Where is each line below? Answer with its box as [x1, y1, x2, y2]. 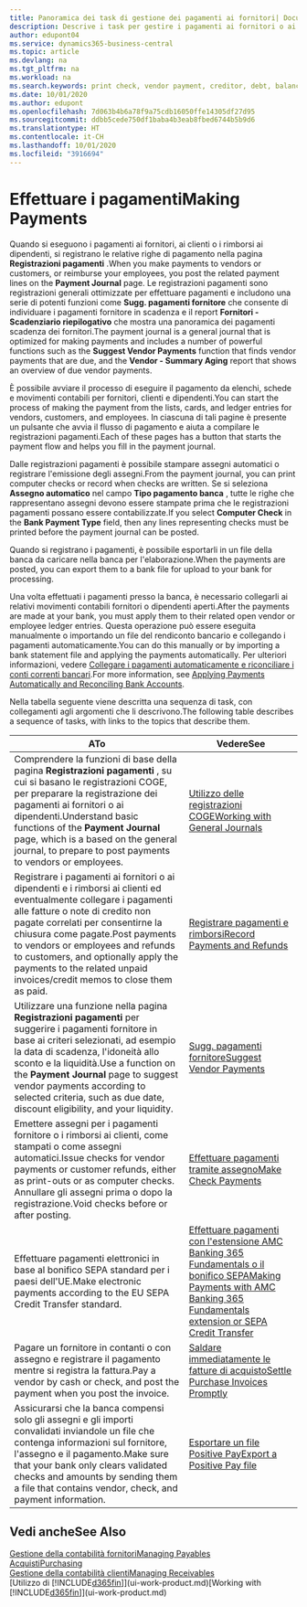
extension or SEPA [188, 1314, 268, 1327]
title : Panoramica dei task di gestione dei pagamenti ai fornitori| [9, 13, 281, 23]
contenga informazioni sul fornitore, [14, 1436, 167, 1449]
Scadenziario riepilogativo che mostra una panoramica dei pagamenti [9, 316, 276, 327]
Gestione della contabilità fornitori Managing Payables [9, 1548, 211, 1559]
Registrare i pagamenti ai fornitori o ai [14, 870, 175, 883]
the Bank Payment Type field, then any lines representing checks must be [9, 516, 290, 527]
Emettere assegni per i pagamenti [14, 1117, 158, 1130]
